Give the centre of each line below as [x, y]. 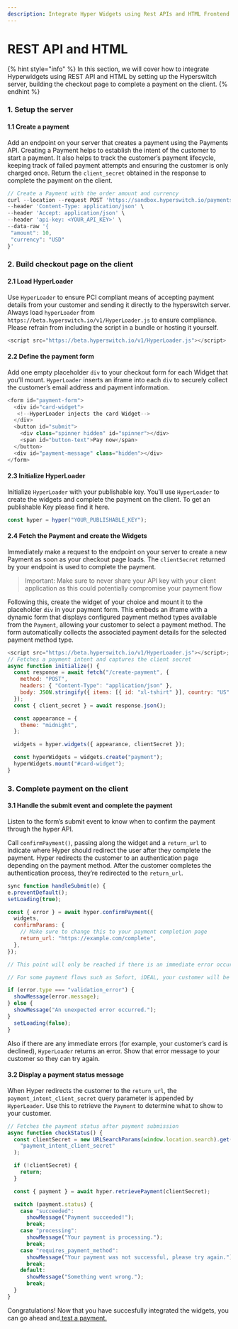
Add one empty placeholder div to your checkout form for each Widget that [118, 372]
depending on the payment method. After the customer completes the [109, 865]
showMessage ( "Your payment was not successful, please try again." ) [129, 1257]
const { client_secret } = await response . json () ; [90, 705]
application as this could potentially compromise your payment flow [123, 588]
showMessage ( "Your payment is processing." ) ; [94, 1237]
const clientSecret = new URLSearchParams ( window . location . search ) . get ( [123, 1139]
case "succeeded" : [47, 1211]
